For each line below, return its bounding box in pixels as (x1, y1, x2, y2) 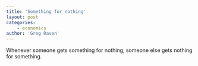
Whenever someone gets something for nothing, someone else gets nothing (6, 47, 193, 54)
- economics (17, 25, 46, 31)
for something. (6, 53, 42, 60)
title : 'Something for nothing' (6, 8, 86, 15)
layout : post (6, 14, 39, 20)
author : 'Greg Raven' (6, 31, 60, 37)
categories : (6, 19, 36, 25)
